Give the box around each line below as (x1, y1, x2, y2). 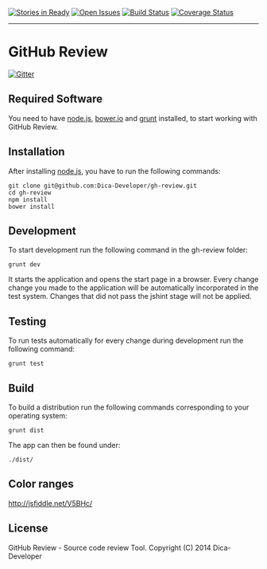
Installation (8, 145, 65, 159)
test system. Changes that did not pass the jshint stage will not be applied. (8, 292, 252, 301)
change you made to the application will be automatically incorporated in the (8, 283, 259, 292)
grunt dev (8, 261, 41, 269)
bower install (8, 202, 56, 210)
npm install (8, 195, 48, 203)
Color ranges (8, 477, 74, 491)
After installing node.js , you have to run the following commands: (8, 166, 221, 175)
